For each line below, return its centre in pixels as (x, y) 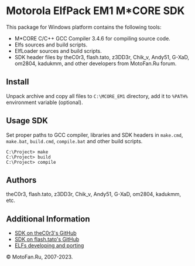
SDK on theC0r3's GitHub (46, 233)
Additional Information (48, 219)
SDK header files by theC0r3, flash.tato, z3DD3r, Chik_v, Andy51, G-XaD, (102, 57)
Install (18, 82)
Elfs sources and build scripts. (51, 45)
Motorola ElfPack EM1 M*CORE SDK (95, 11)
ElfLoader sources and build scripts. (58, 50)
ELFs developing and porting (49, 245)
